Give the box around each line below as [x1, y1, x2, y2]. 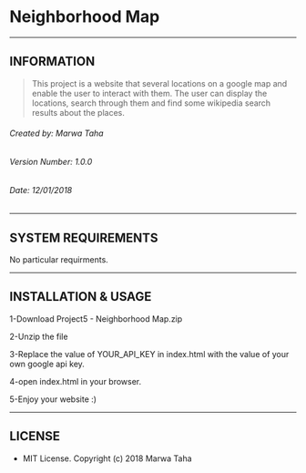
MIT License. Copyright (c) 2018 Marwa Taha [22, 453, 193, 464]
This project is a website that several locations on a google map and [31, 77, 288, 88]
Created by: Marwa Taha [9, 128, 104, 139]
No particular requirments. [9, 253, 109, 265]
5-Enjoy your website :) [9, 394, 97, 405]
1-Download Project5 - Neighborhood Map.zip [9, 313, 183, 324]
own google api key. [9, 358, 85, 369]
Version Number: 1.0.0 [9, 156, 93, 167]
